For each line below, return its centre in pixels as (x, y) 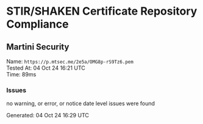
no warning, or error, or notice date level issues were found (81, 104)
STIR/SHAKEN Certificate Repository (102, 11)
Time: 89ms (21, 74)
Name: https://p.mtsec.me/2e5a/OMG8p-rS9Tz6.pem (70, 61)
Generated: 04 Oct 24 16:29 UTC (48, 115)
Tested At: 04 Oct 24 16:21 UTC (46, 68)
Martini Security (38, 47)
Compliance (37, 24)
